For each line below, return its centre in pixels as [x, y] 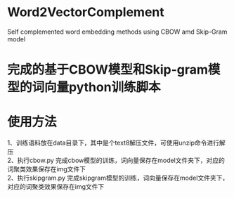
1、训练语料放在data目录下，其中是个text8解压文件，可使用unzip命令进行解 [117, 143]
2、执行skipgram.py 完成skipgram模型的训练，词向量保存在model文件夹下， [118, 178]
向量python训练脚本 [103, 87]
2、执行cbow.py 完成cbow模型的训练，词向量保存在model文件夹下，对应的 [116, 160]
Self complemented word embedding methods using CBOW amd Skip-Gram [117, 32]
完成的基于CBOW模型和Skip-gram [108, 70]
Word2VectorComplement [86, 12]
